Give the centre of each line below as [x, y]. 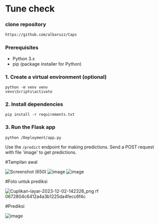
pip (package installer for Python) [47, 64]
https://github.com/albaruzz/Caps [41, 35]
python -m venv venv [27, 87]
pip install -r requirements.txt [40, 115]
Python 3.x [23, 59]
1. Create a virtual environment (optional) [56, 77]
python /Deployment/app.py [33, 138]
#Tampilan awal [21, 162]
